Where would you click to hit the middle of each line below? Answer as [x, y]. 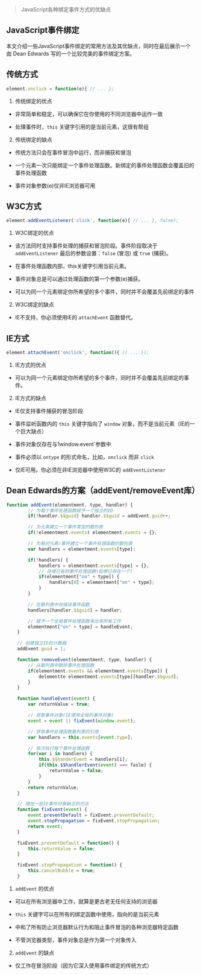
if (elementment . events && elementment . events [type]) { [98, 671]
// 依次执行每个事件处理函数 [59, 748]
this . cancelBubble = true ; [62, 871]
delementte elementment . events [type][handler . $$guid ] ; [109, 676]
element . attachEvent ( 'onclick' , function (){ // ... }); [78, 353]
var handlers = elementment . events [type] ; [82, 549]
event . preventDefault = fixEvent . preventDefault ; [91, 815]
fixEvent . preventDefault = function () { [68, 843]
